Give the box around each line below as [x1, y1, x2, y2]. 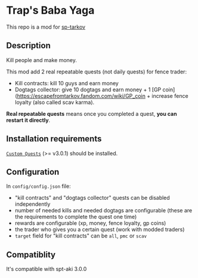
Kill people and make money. [6, 56, 78, 63]
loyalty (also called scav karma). [14, 98, 95, 106]
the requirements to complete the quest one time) [14, 213, 137, 221]
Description [6, 41, 51, 51]
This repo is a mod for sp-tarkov [6, 23, 85, 30]
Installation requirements [6, 134, 102, 144]
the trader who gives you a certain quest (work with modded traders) [14, 226, 185, 233]
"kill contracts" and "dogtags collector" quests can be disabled [14, 194, 170, 202]
